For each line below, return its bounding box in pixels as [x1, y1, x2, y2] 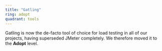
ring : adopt [5, 12, 30, 17]
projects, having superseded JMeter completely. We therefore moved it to [5, 35, 157, 41]
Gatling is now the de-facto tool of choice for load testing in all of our [5, 30, 147, 36]
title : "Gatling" [5, 7, 41, 12]
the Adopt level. [5, 41, 38, 47]
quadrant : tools [5, 16, 39, 21]
